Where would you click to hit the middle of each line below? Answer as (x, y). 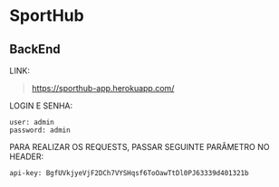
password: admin (40, 130)
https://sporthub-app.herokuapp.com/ (103, 88)
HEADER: (27, 156)
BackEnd (35, 49)
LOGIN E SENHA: (41, 106)
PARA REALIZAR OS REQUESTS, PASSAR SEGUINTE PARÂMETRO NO (139, 147)
